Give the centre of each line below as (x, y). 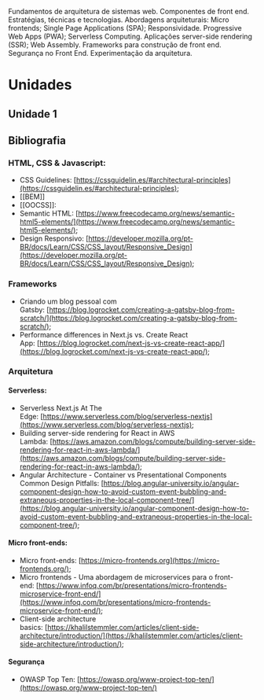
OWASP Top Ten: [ (49, 680)
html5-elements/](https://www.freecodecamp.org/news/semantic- (127, 222)
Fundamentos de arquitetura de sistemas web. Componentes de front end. (129, 11)
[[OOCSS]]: (38, 205)
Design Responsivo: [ (54, 238)
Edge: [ (31, 416)
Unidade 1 (33, 114)
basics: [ (33, 627)
